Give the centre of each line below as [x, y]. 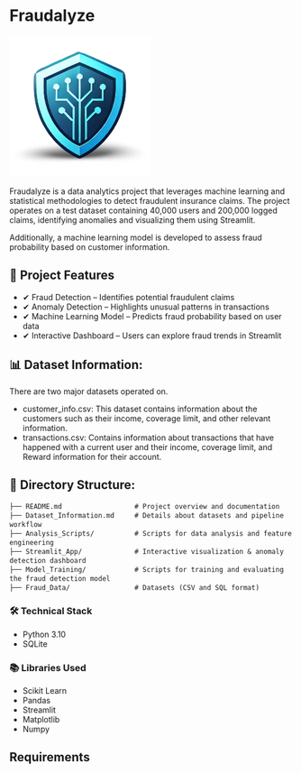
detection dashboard [48, 561]
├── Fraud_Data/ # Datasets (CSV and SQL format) [134, 588]
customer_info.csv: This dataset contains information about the [140, 409]
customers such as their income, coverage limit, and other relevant [146, 418]
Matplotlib [41, 719]
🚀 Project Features [62, 276]
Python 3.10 [44, 634]
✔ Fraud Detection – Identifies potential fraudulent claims [128, 297]
